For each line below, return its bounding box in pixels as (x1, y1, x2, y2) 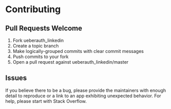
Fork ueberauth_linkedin (12, 37, 64, 43)
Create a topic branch (12, 43, 59, 49)
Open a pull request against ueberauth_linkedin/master (12, 59, 129, 65)
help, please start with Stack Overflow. (5, 98, 87, 104)
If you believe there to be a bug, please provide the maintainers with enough (5, 87, 166, 93)
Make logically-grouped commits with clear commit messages (12, 48, 144, 54)
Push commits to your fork (12, 53, 69, 60)
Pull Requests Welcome (5, 24, 82, 33)
